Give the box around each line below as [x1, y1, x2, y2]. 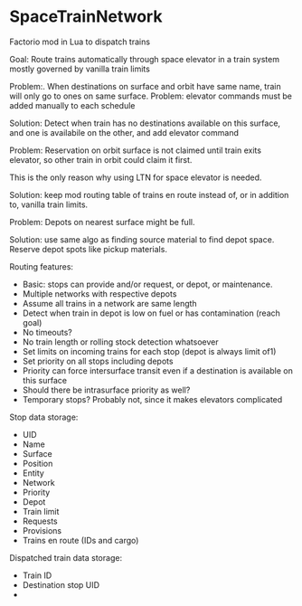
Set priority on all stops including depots [22, 355, 174, 366]
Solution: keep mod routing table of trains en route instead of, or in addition [9, 189, 289, 200]
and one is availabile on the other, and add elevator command [9, 127, 240, 137]
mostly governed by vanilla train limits [9, 63, 151, 74]
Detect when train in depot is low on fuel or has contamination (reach [22, 308, 280, 318]
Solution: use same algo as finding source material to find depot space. [9, 233, 275, 245]
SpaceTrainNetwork [9, 6, 163, 27]
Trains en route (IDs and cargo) [22, 535, 139, 545]
